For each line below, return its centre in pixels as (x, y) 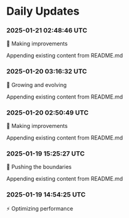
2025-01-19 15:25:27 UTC (45, 153)
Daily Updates (43, 11)
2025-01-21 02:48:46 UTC (47, 31)
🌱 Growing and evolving (37, 85)
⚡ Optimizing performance (40, 208)
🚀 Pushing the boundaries (39, 167)
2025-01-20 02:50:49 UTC (48, 113)
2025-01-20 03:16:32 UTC (47, 72)
